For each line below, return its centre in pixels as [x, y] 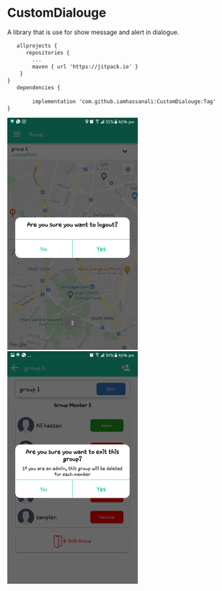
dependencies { [38, 87]
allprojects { [37, 46]
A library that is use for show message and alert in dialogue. [93, 32]
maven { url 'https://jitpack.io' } [85, 67]
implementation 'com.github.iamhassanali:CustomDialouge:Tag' [124, 101]
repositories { [48, 53]
